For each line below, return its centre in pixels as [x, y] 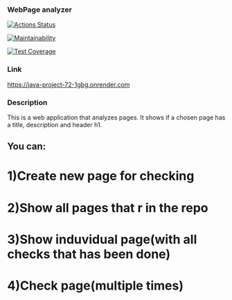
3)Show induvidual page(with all [102, 239]
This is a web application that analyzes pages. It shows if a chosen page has [116, 117]
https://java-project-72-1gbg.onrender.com [69, 84]
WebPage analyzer [40, 10]
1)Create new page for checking [101, 176]
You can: [27, 147]
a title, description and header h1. [55, 124]
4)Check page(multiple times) [95, 286]
